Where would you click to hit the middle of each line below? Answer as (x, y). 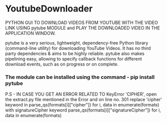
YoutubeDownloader (49, 9)
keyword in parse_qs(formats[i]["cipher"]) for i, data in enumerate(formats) (82, 105)
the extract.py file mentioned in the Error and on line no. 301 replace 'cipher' (84, 99)
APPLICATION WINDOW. (30, 33)
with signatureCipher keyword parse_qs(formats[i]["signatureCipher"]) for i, (83, 110)
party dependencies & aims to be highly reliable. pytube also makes (75, 53)
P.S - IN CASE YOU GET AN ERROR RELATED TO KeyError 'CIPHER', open (81, 94)
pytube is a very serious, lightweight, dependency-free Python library (77, 42)
